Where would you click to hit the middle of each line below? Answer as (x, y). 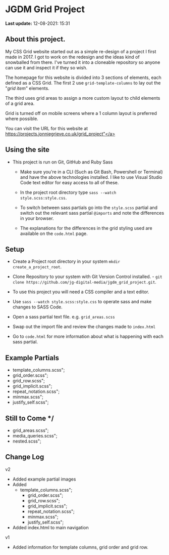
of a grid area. (20, 103)
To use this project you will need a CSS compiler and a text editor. (81, 292)
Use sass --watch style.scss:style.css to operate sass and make (82, 302)
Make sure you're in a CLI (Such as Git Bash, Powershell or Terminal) (91, 172)
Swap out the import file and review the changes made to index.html (84, 327)
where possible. (22, 118)
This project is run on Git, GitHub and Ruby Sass (63, 162)
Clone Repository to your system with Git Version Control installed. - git (87, 276)
